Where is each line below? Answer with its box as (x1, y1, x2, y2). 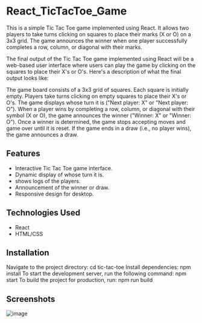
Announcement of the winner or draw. (14, 184, 110, 191)
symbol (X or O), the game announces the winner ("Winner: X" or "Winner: (6, 112, 192, 119)
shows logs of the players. (14, 177, 81, 185)
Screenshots (6, 294, 55, 304)
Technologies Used (6, 208, 80, 218)
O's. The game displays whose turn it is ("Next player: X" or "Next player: (6, 98, 189, 106)
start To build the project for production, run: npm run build (6, 277, 153, 284)
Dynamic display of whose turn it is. (14, 171, 104, 178)
